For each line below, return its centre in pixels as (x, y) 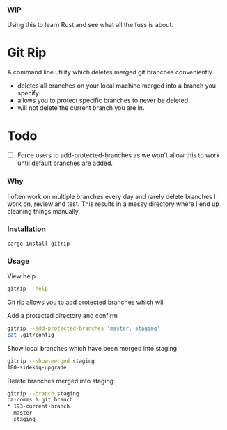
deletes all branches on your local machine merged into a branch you (117, 86)
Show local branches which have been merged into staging (92, 348)
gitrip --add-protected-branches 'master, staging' (84, 328)
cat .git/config (31, 335)
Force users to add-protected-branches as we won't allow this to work (119, 155)
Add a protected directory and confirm (63, 316)
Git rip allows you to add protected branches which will (86, 302)
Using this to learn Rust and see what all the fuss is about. (91, 25)
